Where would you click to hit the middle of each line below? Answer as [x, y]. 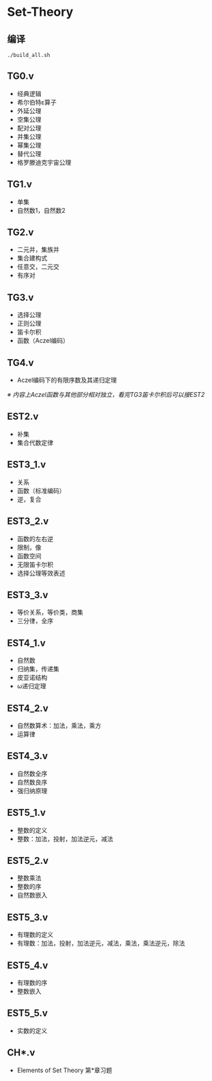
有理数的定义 [35, 935]
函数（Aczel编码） [43, 341]
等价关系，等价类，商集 [50, 613]
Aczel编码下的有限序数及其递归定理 [67, 380]
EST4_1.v [26, 643]
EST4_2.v [28, 708]
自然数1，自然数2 [41, 210]
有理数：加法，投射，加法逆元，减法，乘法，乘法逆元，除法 [101, 943]
